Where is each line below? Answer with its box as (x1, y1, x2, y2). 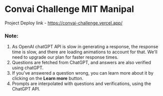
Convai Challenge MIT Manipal (4, 3, 134, 15)
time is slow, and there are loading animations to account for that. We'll (11, 49, 158, 55)
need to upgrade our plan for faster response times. (11, 54, 119, 60)
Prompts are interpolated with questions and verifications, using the (11, 81, 152, 87)
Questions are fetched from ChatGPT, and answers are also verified (11, 60, 152, 66)
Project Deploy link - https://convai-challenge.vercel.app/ (4, 20, 123, 26)
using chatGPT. (11, 65, 44, 71)
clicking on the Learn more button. (11, 76, 83, 82)
